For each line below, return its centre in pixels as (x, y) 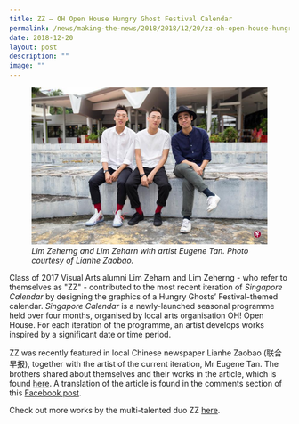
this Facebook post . (45, 393)
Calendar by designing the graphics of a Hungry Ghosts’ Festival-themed (144, 297)
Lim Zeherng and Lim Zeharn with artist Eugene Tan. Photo (140, 251)
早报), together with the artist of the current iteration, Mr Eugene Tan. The (144, 364)
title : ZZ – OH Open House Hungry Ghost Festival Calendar (121, 19)
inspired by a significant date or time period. (90, 335)
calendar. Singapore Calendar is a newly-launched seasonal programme (142, 306)
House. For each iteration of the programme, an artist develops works (137, 325)
